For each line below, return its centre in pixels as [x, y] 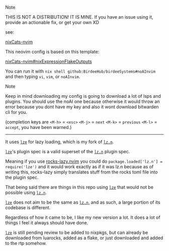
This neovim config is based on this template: [52, 52]
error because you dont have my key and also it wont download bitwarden [82, 107]
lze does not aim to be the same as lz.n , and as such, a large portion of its [83, 202]
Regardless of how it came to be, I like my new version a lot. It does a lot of [83, 217]
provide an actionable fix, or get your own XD [52, 22]
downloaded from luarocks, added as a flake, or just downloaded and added [84, 238]
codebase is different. [28, 208]
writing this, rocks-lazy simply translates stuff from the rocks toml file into [82, 172]
